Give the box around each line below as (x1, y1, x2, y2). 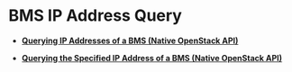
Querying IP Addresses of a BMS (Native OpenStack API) (21, 35, 239, 46)
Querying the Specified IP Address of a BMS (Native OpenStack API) (21, 52, 283, 63)
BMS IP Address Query (8, 5, 182, 26)
